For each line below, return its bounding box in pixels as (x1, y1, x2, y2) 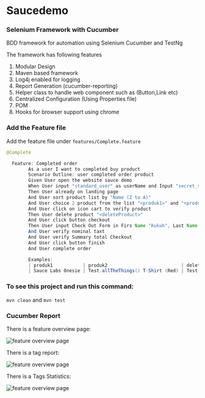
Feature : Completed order (12, 160, 78, 167)
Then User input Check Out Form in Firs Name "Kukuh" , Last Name (28, 223, 198, 229)
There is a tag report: (6, 349, 60, 356)
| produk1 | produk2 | (28, 262, 184, 269)
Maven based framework (15, 70, 78, 77)
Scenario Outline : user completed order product (28, 172, 154, 178)
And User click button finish (28, 239, 105, 246)
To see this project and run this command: (6, 282, 134, 291)
